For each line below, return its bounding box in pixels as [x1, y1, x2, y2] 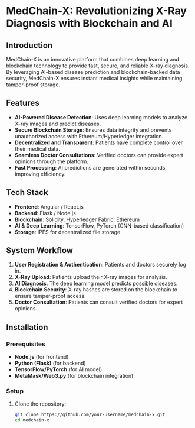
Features [6, 98, 39, 108]
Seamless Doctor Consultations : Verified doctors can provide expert [14, 151, 184, 158]
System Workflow [6, 245, 74, 255]
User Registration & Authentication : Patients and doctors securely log [14, 261, 187, 268]
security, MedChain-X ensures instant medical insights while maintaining [6, 75, 183, 82]
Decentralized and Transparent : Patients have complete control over [14, 139, 183, 146]
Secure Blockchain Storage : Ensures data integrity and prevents [14, 126, 172, 134]
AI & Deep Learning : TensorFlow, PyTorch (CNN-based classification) [14, 222, 184, 229]
